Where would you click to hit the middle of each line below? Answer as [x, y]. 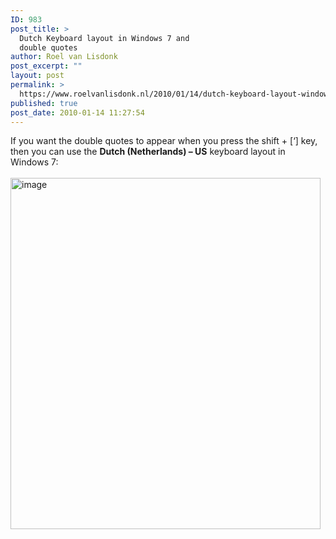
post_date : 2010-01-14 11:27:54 [77, 112]
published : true [44, 103]
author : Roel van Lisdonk [64, 57]
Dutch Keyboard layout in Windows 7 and [104, 38]
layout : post [37, 76]
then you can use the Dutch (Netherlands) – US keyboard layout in [148, 152]
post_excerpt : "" [46, 66]
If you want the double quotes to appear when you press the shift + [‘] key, [164, 141]
